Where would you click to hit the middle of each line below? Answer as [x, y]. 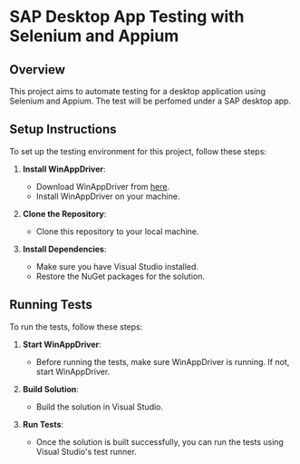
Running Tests [51, 305]
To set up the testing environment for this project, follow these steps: [138, 151]
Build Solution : [51, 389]
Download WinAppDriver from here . [103, 186]
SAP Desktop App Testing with [127, 17]
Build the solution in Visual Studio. [100, 407]
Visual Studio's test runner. [87, 451]
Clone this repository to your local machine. [117, 231]
